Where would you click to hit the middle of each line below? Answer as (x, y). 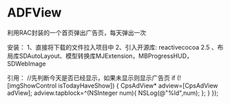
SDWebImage (27, 63)
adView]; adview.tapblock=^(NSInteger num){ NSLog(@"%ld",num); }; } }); (113, 93)
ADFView (34, 13)
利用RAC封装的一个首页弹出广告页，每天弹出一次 (77, 32)
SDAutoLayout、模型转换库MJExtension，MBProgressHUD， (106, 56)
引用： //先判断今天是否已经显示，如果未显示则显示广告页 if (91, 78)
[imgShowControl (32, 85)
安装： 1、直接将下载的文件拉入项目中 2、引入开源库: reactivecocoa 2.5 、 (113, 47)
